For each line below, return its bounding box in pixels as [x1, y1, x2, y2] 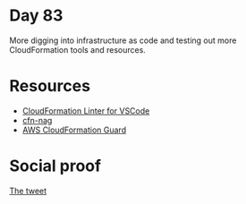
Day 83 [9, 5, 64, 26]
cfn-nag [21, 115, 53, 125]
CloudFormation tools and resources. [9, 44, 146, 55]
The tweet [9, 185, 47, 196]
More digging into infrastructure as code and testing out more [9, 35, 237, 46]
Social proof [9, 156, 101, 176]
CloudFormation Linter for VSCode [21, 105, 150, 116]
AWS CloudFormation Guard [21, 124, 127, 135]
